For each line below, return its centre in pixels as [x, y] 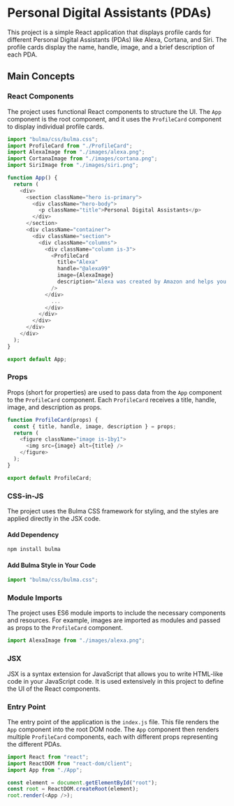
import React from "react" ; [48, 757]
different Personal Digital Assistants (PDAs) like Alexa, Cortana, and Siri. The [117, 39]
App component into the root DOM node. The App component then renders [113, 729]
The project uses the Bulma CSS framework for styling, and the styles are [113, 511]
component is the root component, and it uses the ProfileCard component [115, 119]
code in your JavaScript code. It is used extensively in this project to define [116, 681]
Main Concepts [41, 76]
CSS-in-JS [25, 496]
